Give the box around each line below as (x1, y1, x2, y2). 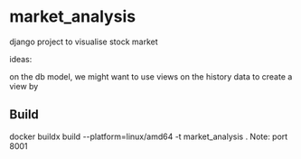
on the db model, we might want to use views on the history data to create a (9, 70, 293, 82)
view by (9, 80, 39, 91)
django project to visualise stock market (9, 36, 158, 47)
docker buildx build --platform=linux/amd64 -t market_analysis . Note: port (9, 131, 288, 142)
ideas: (9, 53, 33, 64)
